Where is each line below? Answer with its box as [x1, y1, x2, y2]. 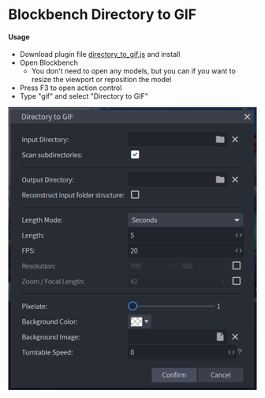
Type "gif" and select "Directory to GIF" [19, 92, 148, 101]
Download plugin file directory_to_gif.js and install [19, 50, 181, 59]
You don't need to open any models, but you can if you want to [31, 66, 237, 76]
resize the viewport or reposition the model [31, 75, 172, 84]
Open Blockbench [19, 58, 79, 68]
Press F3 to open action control [19, 83, 122, 92]
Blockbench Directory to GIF [8, 6, 197, 24]
